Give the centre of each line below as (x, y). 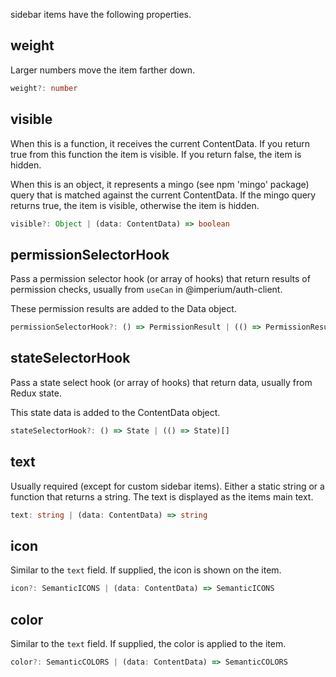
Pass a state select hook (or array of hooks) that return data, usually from (161, 382)
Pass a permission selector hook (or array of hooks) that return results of (160, 279)
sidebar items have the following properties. (101, 14)
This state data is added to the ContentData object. (115, 412)
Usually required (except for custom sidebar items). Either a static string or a (167, 486)
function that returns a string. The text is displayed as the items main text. (162, 496)
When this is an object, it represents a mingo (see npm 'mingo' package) (160, 184)
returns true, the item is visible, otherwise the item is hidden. (135, 205)
